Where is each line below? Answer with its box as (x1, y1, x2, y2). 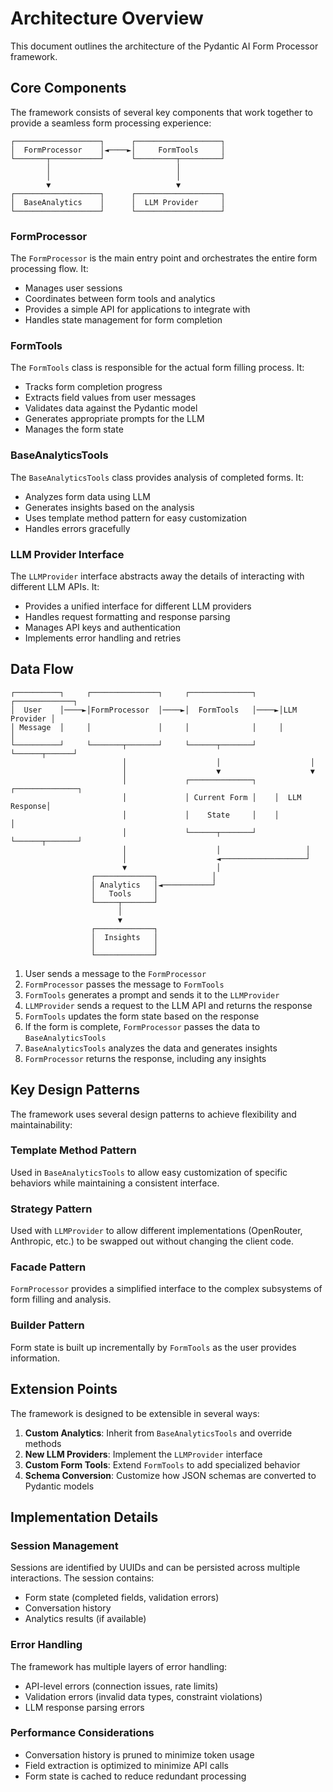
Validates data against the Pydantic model (24, 402, 198, 414)
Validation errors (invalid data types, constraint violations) (24, 1690, 263, 1702)
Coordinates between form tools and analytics (24, 293, 216, 305)
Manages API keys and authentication (24, 621, 181, 633)
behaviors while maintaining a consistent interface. (10, 1177, 220, 1189)
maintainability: (10, 1118, 73, 1131)
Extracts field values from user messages (24, 392, 197, 404)
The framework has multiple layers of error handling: (10, 1660, 228, 1672)
